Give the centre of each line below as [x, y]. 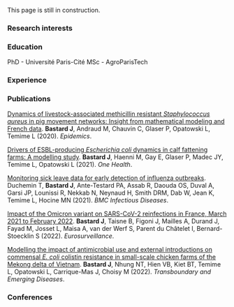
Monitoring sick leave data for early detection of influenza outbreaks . [107, 178]
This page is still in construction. [54, 10]
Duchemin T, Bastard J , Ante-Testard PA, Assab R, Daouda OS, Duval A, [111, 186]
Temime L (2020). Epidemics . [50, 136]
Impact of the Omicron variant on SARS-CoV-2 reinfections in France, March [117, 214]
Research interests [40, 28]
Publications [29, 99]
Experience [27, 80]
